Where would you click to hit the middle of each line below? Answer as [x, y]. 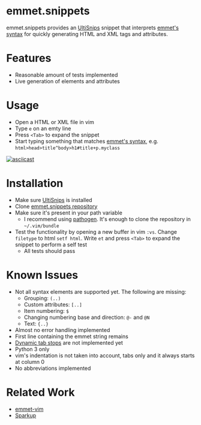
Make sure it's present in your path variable [69, 212]
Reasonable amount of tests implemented [66, 75]
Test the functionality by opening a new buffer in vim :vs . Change [96, 231]
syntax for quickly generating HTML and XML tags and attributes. [87, 34]
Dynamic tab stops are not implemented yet [69, 342]
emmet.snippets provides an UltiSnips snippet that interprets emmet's [92, 28]
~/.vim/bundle [41, 226]
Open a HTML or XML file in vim [55, 122]
